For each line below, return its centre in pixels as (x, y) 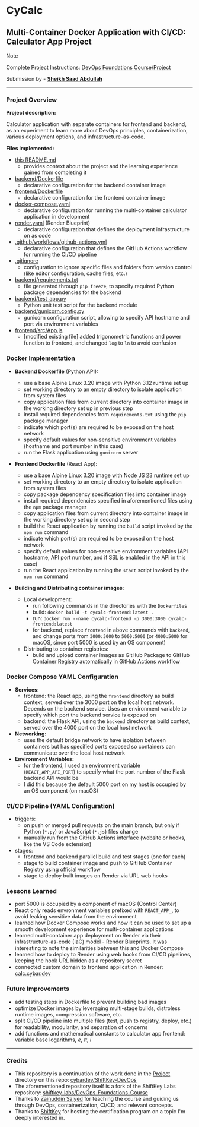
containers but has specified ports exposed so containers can (99, 746)
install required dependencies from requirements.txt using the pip (105, 414)
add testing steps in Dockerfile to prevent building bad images (91, 1002)
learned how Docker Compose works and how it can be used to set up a (103, 923)
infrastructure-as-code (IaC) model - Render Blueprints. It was (91, 942)
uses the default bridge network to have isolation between (94, 740)
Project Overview (32, 100)
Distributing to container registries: (66, 649)
